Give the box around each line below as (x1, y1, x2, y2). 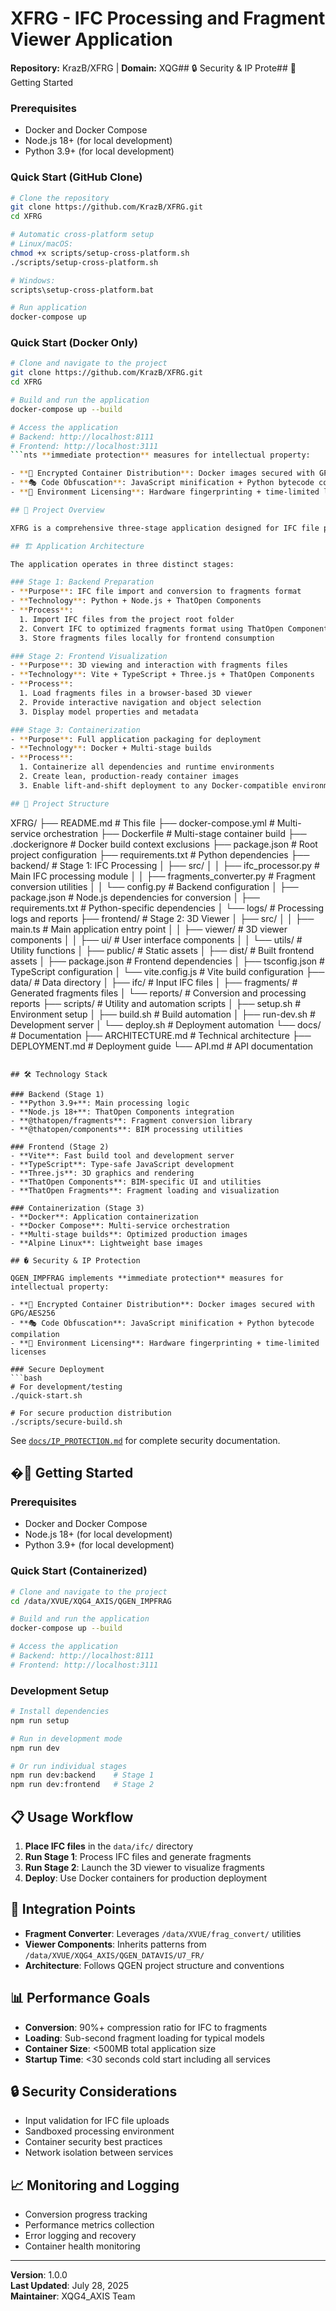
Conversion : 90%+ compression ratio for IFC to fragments (24, 2021, 268, 2033)
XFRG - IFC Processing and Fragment (10, 7, 326, 30)
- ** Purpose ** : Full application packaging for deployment (10, 734, 262, 744)
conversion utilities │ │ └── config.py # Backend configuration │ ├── (10, 880, 299, 892)
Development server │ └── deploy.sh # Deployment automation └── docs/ (10, 1018, 322, 1031)
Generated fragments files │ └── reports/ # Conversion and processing (10, 987, 307, 999)
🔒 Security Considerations (10, 2083, 178, 2101)
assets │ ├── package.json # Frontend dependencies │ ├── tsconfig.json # (10, 955, 325, 967)
